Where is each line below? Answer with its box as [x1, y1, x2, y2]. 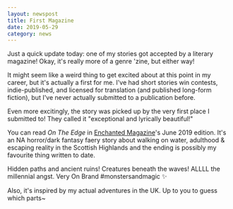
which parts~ [7, 194, 46, 203]
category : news [7, 30, 52, 38]
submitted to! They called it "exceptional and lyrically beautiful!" [7, 115, 193, 123]
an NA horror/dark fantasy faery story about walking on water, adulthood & [7, 136, 225, 145]
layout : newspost [7, 10, 59, 18]
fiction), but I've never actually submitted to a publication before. [7, 94, 196, 102]
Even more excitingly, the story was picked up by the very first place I [7, 107, 210, 115]
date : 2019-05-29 [7, 23, 59, 30]
